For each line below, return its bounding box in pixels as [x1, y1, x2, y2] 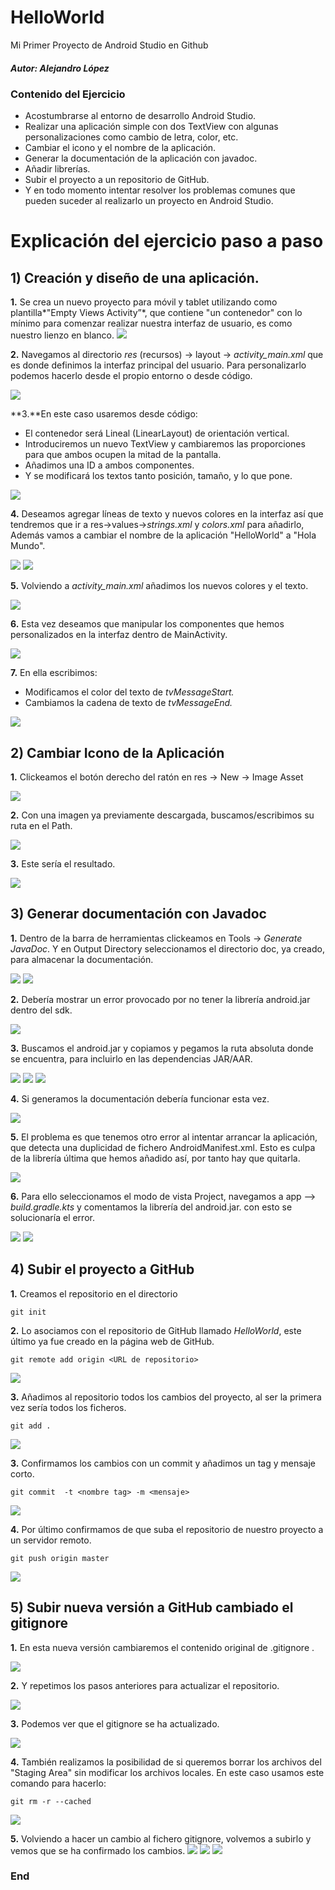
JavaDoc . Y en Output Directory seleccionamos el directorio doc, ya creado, [10, 942, 325, 955]
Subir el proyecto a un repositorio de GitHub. [24, 174, 210, 186]
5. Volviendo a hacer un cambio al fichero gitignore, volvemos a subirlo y [10, 1832, 312, 1845]
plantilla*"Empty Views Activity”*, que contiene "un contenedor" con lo [10, 307, 303, 319]
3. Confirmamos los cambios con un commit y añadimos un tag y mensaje [10, 1457, 316, 1469]
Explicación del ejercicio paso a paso [10, 230, 324, 253]
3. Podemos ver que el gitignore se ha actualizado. [10, 1717, 220, 1730]
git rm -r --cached [10, 1796, 92, 1806]
